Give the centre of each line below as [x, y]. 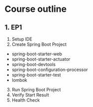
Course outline [36, 9]
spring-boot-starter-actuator [41, 59]
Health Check [26, 100]
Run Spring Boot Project [36, 89]
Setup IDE [22, 39]
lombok [20, 80]
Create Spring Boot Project [39, 44]
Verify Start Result [30, 95]
